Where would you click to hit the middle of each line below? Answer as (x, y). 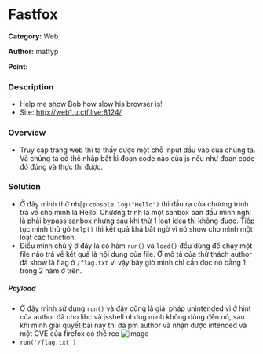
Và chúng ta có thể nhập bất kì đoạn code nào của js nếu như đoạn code (137, 158)
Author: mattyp (33, 51)
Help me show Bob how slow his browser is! (91, 104)
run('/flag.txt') (48, 342)
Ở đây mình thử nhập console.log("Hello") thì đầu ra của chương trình (134, 204)
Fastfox (33, 15)
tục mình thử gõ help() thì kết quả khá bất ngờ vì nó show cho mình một (136, 228)
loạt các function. (48, 237)
